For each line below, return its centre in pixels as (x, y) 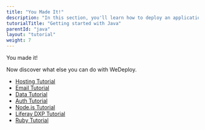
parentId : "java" (28, 29)
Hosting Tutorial (35, 81)
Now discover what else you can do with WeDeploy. (72, 70)
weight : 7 (19, 40)
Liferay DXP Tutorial (40, 114)
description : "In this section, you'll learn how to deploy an (88, 18)
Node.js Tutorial (35, 107)
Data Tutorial (31, 94)
